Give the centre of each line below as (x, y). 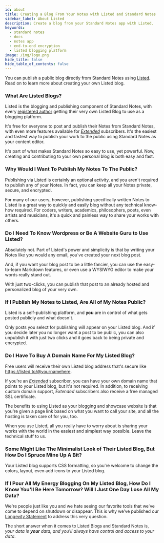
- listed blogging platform (38, 50)
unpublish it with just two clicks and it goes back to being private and (74, 338)
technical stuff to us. (26, 436)
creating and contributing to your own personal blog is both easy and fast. (80, 156)
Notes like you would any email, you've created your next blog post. (73, 255)
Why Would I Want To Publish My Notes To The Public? (71, 169)
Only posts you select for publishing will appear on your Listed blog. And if (80, 327)
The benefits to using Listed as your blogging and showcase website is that (81, 406)
